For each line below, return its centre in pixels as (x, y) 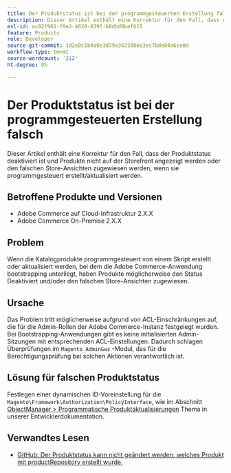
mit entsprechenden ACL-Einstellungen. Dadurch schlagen (120, 341)
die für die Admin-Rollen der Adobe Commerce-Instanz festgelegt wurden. (113, 327)
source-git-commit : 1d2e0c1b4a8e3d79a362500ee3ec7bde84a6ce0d (98, 46)
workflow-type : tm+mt (38, 52)
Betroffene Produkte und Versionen (85, 197)
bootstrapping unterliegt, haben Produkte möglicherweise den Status (105, 274)
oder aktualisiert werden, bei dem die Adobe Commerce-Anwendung (105, 267)
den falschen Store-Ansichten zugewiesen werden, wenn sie (93, 168)
